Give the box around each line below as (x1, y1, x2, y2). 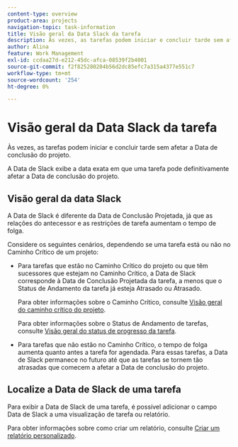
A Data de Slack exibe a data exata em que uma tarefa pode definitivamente (7, 165, 229, 173)
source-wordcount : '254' (7, 76, 81, 84)
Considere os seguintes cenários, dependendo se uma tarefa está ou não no (7, 241, 231, 248)
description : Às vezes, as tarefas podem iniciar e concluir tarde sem (7, 37, 223, 44)
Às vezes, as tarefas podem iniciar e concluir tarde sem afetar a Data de (7, 143, 218, 152)
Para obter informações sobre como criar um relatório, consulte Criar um (7, 424, 220, 432)
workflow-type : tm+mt (7, 70, 72, 77)
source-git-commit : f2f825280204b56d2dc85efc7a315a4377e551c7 (7, 63, 195, 70)
